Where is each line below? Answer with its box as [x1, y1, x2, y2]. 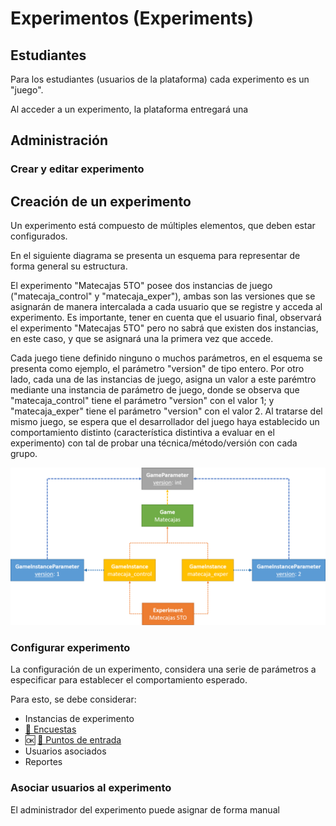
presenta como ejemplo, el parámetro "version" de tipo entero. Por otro [10, 363, 305, 375]
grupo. [10, 448, 38, 460]
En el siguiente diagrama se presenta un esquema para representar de [10, 250, 301, 262]
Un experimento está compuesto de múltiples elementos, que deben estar [10, 220, 316, 232]
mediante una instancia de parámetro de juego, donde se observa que [10, 384, 300, 396]
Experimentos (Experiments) [10, 7, 255, 30]
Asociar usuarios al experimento [10, 781, 172, 795]
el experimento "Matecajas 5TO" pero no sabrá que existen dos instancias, [10, 322, 319, 334]
